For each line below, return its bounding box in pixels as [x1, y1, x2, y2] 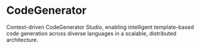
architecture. [6, 36, 38, 43]
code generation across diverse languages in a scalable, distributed [6, 29, 177, 37]
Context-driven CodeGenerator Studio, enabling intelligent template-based [6, 23, 194, 31]
